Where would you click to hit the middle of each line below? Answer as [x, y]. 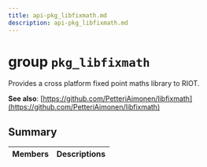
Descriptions [81, 154]
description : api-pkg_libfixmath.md [68, 23]
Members [31, 154]
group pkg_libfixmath [79, 62]
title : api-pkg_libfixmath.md [58, 15]
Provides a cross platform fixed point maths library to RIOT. [104, 83]
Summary [33, 132]
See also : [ [26, 98]
